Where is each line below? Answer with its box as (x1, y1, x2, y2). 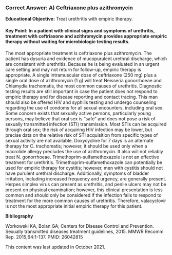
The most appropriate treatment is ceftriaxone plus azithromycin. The (5, 50, 152, 56)
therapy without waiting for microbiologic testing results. (5, 38, 130, 45)
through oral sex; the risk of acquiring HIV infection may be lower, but (5, 126, 152, 133)
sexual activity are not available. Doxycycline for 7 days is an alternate (5, 137, 154, 143)
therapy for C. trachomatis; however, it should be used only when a (5, 143, 147, 149)
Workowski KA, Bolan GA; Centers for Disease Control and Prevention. (5, 223, 154, 229)
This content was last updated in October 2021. (5, 244, 106, 250)
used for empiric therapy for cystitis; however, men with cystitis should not (5, 165, 163, 171)
